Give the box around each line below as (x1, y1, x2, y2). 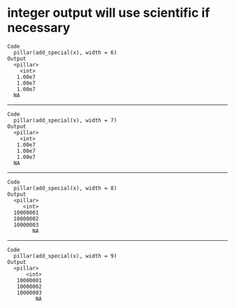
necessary (7, 20, 71, 36)
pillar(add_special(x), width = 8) (13, 184, 117, 192)
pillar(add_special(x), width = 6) (13, 49, 117, 56)
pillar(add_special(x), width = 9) (13, 252, 117, 260)
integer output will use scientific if (7, 5, 211, 21)
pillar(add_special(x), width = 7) (13, 117, 117, 124)
